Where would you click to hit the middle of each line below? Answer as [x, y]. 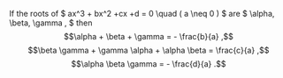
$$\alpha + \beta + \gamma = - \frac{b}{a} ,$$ [149, 36]
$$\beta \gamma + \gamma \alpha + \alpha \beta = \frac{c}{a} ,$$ [149, 50]
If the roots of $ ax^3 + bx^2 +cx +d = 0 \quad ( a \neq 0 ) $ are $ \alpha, [142, 14]
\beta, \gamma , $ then [51, 23]
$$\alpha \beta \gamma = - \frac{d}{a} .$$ [149, 64]
